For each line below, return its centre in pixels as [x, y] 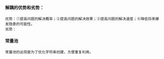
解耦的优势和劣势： [25, 7]
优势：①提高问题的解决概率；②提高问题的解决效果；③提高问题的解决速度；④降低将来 [80, 19]
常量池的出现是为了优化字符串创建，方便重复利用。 [49, 52]
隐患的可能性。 [22, 24]
